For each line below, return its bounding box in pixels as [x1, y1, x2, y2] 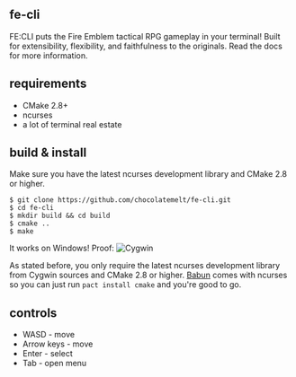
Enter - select [22, 348, 74, 359]
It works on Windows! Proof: [9, 242, 115, 254]
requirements [9, 76, 87, 92]
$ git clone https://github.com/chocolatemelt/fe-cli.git [9, 196, 231, 205]
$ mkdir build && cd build [9, 211, 111, 221]
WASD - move [22, 329, 75, 340]
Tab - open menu [22, 358, 87, 369]
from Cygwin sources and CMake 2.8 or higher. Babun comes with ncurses [9, 269, 288, 281]
